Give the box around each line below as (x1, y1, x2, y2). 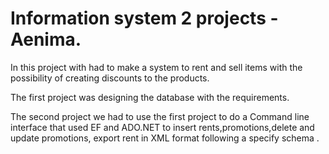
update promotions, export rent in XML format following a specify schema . (10, 132, 320, 144)
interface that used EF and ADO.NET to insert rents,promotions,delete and (10, 121, 315, 133)
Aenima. (10, 28, 82, 51)
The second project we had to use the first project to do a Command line (10, 110, 310, 122)
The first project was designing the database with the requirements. (10, 91, 290, 103)
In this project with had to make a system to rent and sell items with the (10, 61, 303, 73)
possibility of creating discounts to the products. (10, 72, 210, 84)
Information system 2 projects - (10, 7, 279, 30)
